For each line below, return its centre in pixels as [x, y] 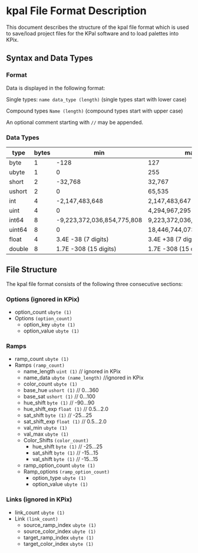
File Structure [32, 270]
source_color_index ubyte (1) [60, 531]
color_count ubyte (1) [50, 384]
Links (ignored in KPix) [39, 499]
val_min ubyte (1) [45, 428]
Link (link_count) [36, 519]
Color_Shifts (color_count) [56, 440]
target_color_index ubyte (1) [59, 544]
